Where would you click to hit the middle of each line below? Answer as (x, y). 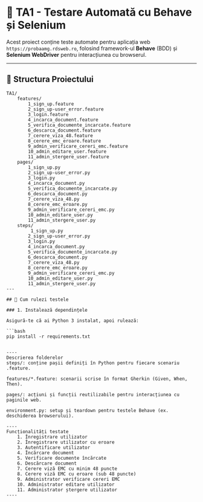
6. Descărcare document (47, 463)
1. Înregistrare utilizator (52, 437)
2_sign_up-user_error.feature (66, 109)
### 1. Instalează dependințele (47, 310)
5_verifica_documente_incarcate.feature (79, 125)
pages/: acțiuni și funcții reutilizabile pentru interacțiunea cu (93, 394)
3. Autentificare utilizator (54, 447)
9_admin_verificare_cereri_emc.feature (78, 146)
